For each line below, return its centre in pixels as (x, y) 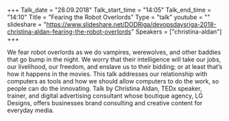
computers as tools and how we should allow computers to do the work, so (113, 81)
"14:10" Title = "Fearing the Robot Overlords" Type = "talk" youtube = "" (109, 17)
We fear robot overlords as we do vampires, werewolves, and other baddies (114, 52)
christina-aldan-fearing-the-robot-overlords (69, 31)
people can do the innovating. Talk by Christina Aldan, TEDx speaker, (105, 89)
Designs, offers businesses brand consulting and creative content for (105, 103)
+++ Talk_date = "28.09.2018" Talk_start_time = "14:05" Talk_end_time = (109, 10)
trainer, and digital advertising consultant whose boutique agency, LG (105, 96)
